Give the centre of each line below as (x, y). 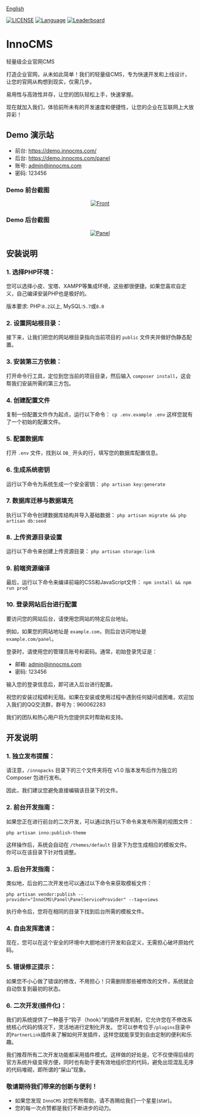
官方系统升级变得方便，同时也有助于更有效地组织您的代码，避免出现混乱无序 (100, 1062)
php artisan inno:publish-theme (46, 833)
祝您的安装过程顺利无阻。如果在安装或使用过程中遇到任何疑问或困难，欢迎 (97, 697)
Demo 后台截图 (28, 220)
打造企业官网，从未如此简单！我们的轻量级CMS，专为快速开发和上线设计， (98, 74)
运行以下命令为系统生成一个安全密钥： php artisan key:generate (86, 484)
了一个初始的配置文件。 (35, 422)
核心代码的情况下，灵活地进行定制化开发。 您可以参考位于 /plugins (93, 1027)
